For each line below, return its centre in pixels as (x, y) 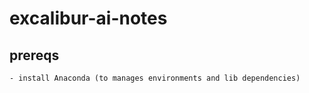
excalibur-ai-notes (88, 18)
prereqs (34, 55)
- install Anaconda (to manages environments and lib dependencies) (155, 78)
